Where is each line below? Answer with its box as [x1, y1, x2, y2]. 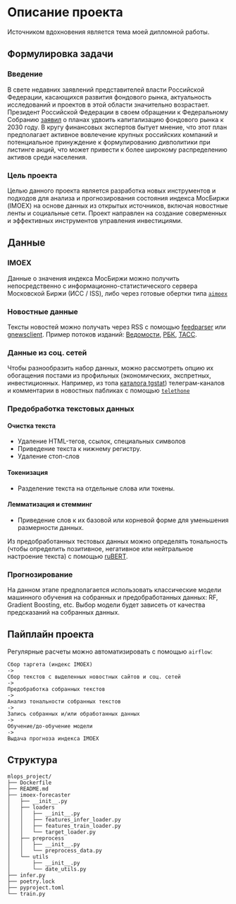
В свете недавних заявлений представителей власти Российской [7, 85, 205, 94]
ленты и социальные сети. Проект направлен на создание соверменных [7, 209, 227, 217]
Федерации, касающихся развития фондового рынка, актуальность [7, 92, 212, 101]
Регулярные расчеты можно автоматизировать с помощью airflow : [7, 647, 213, 656]
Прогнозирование [7, 569, 73, 579]
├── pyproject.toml [7, 884, 65, 891]
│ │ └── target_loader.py [7, 828, 97, 836]
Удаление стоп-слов [17, 452, 80, 461]
